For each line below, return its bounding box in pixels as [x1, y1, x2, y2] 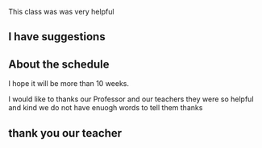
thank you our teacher [8, 126, 123, 140]
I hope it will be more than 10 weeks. [8, 79, 130, 88]
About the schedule [8, 57, 110, 71]
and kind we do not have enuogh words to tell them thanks [8, 103, 203, 113]
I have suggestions [8, 30, 106, 43]
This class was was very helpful [8, 7, 114, 16]
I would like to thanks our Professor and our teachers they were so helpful [8, 94, 254, 104]
